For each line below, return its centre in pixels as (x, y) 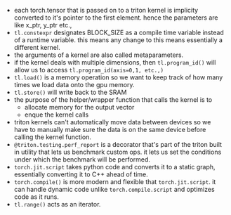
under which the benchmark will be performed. (82, 159)
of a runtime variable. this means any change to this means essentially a (118, 40)
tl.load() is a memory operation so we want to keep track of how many (118, 77)
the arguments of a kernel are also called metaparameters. (99, 55)
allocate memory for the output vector (79, 107)
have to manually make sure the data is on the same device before (110, 130)
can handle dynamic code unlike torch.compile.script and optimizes (114, 189)
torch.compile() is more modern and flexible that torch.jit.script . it (115, 182)
